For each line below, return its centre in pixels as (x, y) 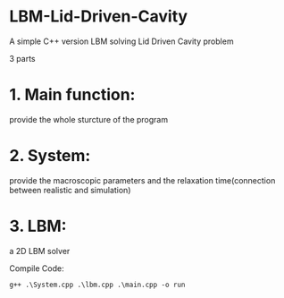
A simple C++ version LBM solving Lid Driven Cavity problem (121, 41)
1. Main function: (72, 95)
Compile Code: (37, 268)
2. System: (50, 156)
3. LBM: (38, 226)
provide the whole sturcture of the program (88, 119)
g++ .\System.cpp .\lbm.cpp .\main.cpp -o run (97, 285)
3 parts (22, 58)
